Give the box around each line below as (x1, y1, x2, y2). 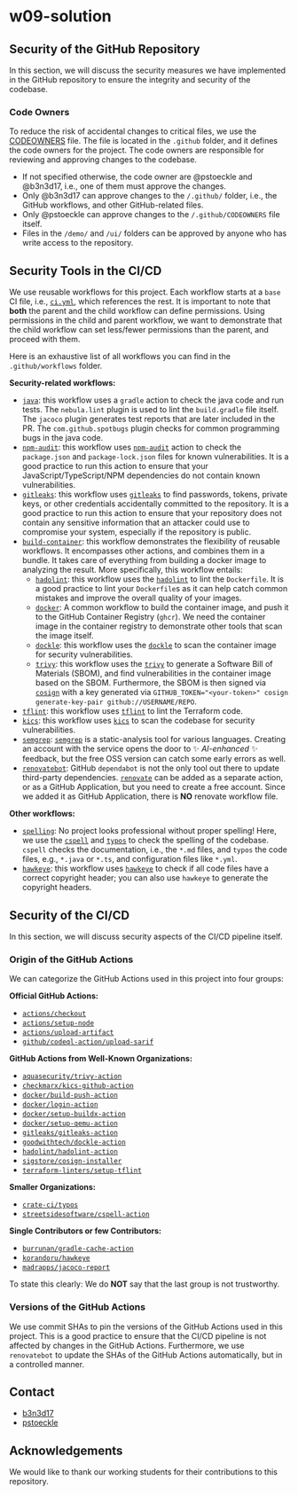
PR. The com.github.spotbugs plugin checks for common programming (21, 423, 280, 434)
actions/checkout (21, 1009, 87, 1019)
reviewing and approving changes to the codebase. (9, 154, 198, 165)
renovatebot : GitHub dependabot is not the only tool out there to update (21, 763, 280, 773)
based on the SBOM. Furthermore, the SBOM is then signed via (35, 677, 266, 688)
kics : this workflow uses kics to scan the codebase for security (21, 716, 255, 726)
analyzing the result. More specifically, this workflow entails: (21, 565, 243, 575)
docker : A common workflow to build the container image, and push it (35, 602, 289, 613)
